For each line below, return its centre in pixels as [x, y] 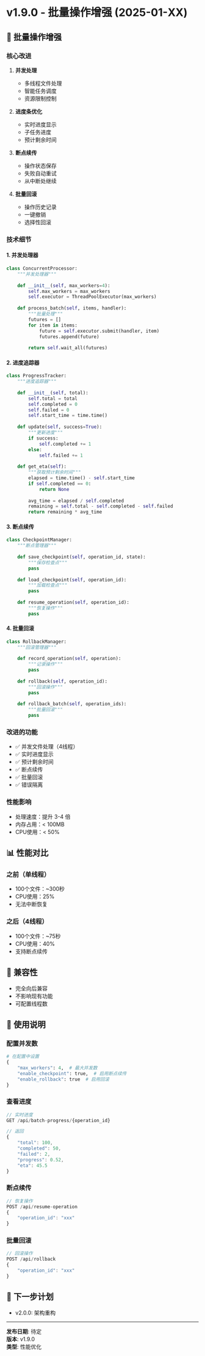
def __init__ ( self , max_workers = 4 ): [64, 285]
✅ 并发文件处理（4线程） [47, 747]
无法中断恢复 [31, 904]
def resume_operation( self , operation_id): [74, 603]
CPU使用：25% [35, 897]
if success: [44, 438]
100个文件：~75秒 [38, 936]
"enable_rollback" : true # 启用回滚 [63, 1079]
